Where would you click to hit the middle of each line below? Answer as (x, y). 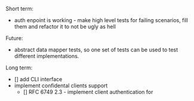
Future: (14, 38)
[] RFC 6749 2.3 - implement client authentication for (88, 92)
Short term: (20, 9)
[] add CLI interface (38, 79)
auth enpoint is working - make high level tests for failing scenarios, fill (101, 20)
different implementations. (47, 56)
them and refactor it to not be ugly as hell (65, 27)
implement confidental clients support (61, 85)
